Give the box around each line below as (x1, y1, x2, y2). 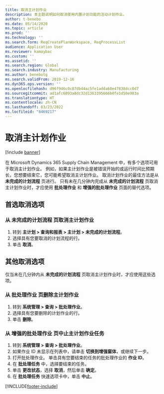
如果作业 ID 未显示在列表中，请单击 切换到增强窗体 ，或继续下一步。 (12, 348, 152, 354)
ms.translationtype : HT (5, 95, 55, 100)
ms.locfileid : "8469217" (5, 109, 57, 115)
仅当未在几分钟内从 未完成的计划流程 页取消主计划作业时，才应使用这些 (5, 271, 152, 277)
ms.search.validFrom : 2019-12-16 (5, 77, 75, 82)
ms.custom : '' (5, 53, 35, 59)
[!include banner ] (5, 149, 41, 155)
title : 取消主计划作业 (5, 7, 47, 12)
